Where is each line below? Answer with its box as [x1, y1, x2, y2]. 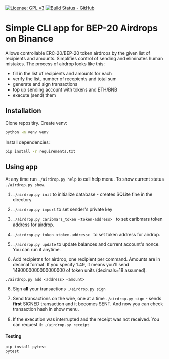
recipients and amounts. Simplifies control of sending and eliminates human [5, 55, 163, 61]
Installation [5, 107, 41, 115]
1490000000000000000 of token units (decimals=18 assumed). [12, 267, 147, 273]
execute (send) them [12, 92, 56, 98]
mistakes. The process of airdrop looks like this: [5, 61, 105, 67]
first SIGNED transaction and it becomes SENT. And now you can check [12, 301, 163, 307]
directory [12, 197, 32, 203]
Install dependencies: [5, 139, 50, 145]
